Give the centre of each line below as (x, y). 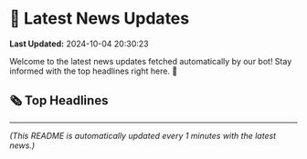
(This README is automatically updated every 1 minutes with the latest (143, 135)
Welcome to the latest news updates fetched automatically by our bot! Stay (151, 61)
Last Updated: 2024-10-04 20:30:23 (79, 44)
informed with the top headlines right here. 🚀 (94, 71)
